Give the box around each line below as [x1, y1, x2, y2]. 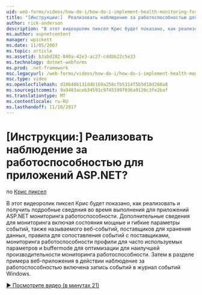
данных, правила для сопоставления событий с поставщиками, [6, 232, 170, 239]
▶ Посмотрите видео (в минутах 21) [6, 282, 100, 289]
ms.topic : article [6, 48, 52, 54]
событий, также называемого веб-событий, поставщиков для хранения [6, 225, 191, 232]
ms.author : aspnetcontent [6, 31, 71, 37]
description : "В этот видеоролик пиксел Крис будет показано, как [6, 25, 176, 32]
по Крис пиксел [6, 188, 47, 196]
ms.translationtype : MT [6, 93, 66, 99]
